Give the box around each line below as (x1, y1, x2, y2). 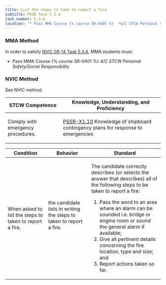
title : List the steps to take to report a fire (5, 7, 107, 12)
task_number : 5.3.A (5, 16, 45, 21)
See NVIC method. (5, 87, 43, 93)
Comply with (7, 118, 37, 125)
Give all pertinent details (99, 236, 156, 243)
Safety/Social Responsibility (12, 63, 70, 69)
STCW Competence (9, 102, 57, 109)
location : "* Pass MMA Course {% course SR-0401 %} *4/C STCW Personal (5, 21, 158, 26)
